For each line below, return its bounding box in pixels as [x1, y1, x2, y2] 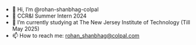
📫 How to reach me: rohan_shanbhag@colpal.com [12, 32, 140, 39]
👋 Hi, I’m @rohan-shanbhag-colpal [12, 6, 99, 13]
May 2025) [12, 25, 40, 32]
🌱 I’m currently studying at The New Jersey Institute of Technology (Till [12, 19, 191, 26]
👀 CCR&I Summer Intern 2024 [12, 12, 87, 19]
